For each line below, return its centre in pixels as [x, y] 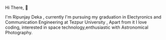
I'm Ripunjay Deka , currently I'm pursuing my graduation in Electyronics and [83, 17]
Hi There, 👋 [17, 8]
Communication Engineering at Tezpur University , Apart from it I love [76, 22]
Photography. [19, 32]
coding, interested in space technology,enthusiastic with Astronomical [77, 27]
